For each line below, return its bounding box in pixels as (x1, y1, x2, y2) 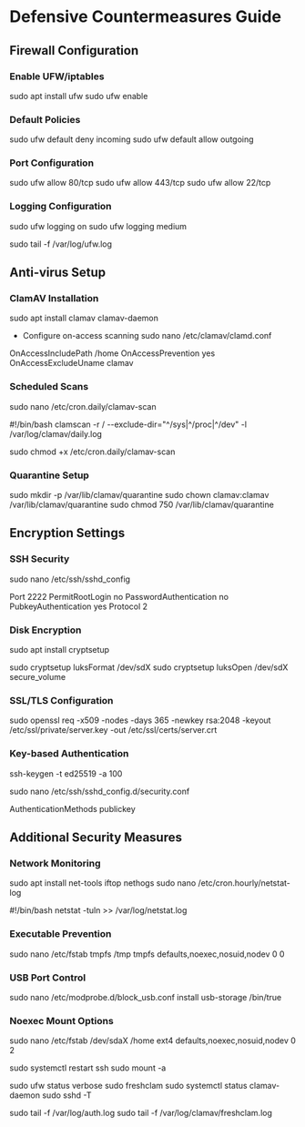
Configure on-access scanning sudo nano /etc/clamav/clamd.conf (22, 330, 272, 341)
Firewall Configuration (9, 43, 139, 58)
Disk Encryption (9, 624, 82, 636)
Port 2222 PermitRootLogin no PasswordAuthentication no (9, 591, 229, 602)
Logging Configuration (9, 200, 112, 213)
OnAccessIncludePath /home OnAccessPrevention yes (9, 348, 216, 359)
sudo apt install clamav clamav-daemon (9, 312, 159, 324)
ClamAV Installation (9, 292, 99, 305)
